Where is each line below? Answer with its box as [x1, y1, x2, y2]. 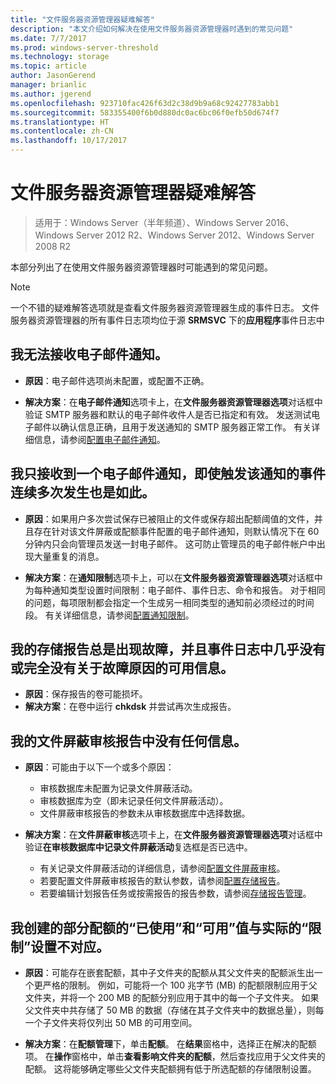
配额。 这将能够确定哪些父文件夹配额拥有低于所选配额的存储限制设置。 [24, 1063, 317, 1075]
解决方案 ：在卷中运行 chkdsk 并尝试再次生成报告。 [24, 701, 237, 713]
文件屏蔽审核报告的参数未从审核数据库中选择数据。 [39, 807, 251, 820]
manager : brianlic [10, 80, 87, 90]
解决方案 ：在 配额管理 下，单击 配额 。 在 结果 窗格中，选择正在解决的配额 [24, 1038, 317, 1050]
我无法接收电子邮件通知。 [10, 346, 168, 363]
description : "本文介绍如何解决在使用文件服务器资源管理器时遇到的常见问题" [10, 24, 294, 34]
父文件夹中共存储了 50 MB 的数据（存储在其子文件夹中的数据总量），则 [24, 1004, 316, 1016]
